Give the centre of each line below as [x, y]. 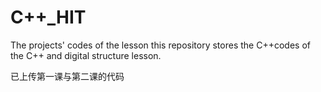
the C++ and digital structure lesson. [86, 55]
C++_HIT [48, 17]
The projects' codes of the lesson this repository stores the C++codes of [160, 45]
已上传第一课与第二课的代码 [67, 76]
